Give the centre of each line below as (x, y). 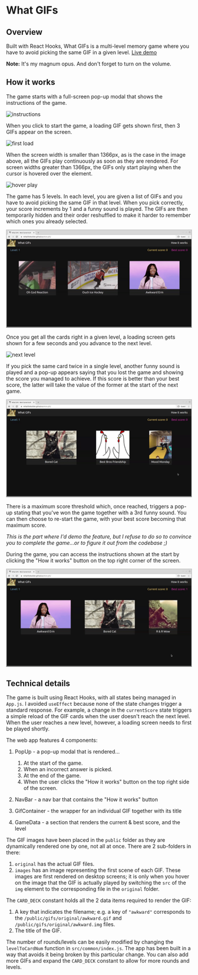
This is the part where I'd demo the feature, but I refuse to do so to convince (99, 537)
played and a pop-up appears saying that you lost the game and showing (95, 372)
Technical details (38, 683)
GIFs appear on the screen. (39, 132)
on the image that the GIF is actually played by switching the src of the (100, 883)
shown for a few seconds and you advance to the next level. (79, 343)
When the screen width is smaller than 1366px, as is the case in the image (96, 154)
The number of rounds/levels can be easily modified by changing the (90, 942)
